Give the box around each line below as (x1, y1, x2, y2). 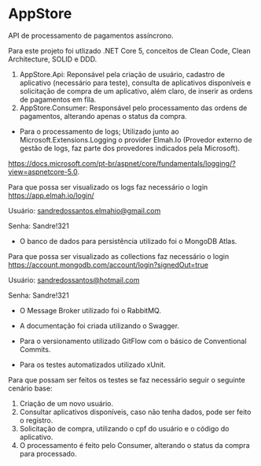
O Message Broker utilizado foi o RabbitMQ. (19, 305, 161, 315)
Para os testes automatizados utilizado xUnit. (19, 360, 167, 369)
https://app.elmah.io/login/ (8, 190, 94, 200)
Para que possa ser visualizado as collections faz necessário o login (8, 251, 230, 261)
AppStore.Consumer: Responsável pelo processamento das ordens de (19, 103, 248, 113)
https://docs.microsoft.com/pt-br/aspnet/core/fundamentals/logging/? (8, 158, 236, 168)
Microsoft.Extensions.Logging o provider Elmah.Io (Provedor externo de (19, 135, 253, 144)
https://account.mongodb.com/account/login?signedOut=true (8, 260, 208, 269)
